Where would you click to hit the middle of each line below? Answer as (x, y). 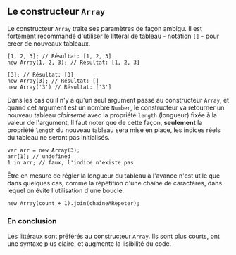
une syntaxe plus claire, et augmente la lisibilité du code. (89, 244)
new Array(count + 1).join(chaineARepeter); (74, 203)
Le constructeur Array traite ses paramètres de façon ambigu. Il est (105, 28)
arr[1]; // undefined (39, 156)
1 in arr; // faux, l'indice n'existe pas (70, 162)
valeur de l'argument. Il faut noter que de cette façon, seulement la (105, 122)
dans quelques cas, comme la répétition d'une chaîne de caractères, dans (115, 183)
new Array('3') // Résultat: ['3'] (60, 87)
